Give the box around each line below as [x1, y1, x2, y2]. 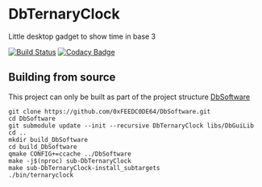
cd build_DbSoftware [8, 143, 78, 151]
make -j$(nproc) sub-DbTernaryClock [8, 156, 131, 165]
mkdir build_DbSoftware [8, 135, 89, 143]
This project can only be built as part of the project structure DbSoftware [8, 92, 251, 102]
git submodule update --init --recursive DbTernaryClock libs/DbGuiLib [8, 122, 254, 130]
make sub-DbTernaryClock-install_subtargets [8, 164, 160, 172]
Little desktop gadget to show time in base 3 [8, 31, 156, 41]
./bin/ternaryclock [8, 171, 74, 179]
